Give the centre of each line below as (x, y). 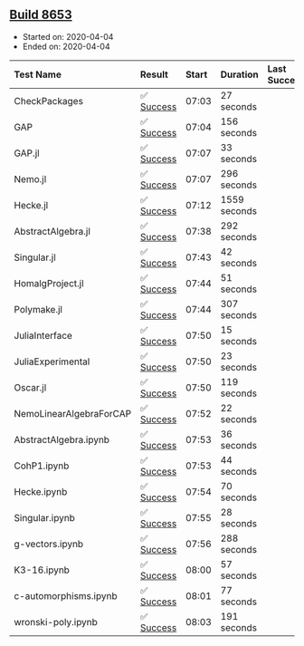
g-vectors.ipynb (49, 544)
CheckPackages (49, 101)
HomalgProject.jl (49, 283)
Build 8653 (41, 15)
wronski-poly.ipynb (56, 622)
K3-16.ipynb (42, 570)
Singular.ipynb (44, 517)
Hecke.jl (31, 205)
